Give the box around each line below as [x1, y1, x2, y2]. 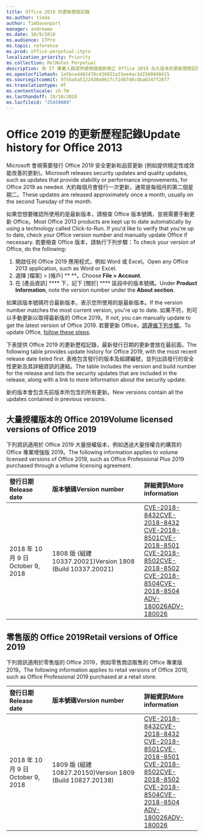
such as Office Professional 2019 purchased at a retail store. [6, 673, 157, 681]
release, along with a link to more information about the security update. [6, 376, 187, 383]
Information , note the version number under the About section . [15, 286, 175, 294]
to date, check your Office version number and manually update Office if [6, 231, 188, 238]
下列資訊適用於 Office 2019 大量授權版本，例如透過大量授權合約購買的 [6, 441, 182, 449]
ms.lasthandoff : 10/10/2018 [6, 94, 78, 100]
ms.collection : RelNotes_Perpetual [6, 60, 97, 66]
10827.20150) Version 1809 [52, 768, 135, 777]
